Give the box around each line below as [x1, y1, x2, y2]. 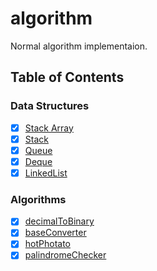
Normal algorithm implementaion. [10, 40, 148, 52]
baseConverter [24, 227, 87, 239]
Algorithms [10, 192, 67, 206]
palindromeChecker [24, 249, 107, 261]
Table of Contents [10, 69, 125, 86]
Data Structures [10, 99, 90, 113]
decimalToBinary [24, 215, 95, 227]
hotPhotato [24, 238, 71, 250]
